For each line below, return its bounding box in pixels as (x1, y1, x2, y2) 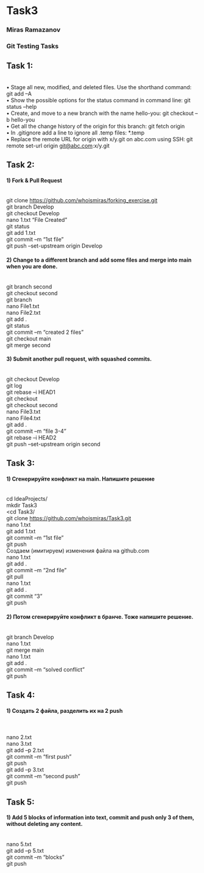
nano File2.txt (6, 309, 41, 316)
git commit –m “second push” (6, 773, 80, 780)
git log (6, 381, 23, 389)
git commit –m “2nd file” (6, 567, 67, 574)
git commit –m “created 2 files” (6, 328, 84, 336)
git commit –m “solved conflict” (6, 666, 85, 673)
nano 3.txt (6, 740, 32, 748)
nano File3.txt (6, 408, 41, 415)
